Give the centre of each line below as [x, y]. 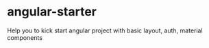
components [25, 37]
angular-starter [52, 12]
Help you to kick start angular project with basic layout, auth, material [105, 30]
